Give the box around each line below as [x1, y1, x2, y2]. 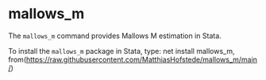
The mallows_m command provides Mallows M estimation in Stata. [8, 31, 222, 40]
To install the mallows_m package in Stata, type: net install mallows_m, [8, 46, 235, 55]
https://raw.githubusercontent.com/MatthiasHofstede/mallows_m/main [25, 55, 258, 64]
